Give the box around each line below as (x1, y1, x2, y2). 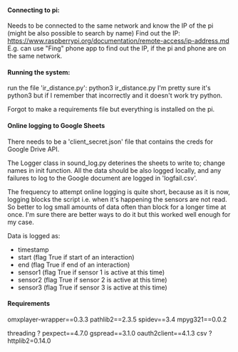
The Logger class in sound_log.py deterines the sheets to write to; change (7, 159, 226, 167)
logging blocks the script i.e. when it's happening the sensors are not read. (7, 195, 227, 203)
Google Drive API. (7, 144, 60, 153)
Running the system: (7, 68, 71, 76)
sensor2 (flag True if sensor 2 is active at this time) (17, 275, 167, 284)
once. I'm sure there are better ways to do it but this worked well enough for (7, 210, 231, 218)
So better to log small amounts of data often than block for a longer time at (7, 203, 227, 211)
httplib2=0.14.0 (7, 336, 51, 345)
